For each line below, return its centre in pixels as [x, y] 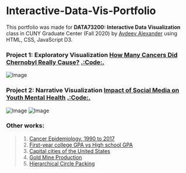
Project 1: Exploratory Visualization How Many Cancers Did [92, 55]
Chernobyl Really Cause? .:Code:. [55, 62]
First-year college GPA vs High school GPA [81, 145]
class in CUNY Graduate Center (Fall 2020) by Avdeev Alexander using [92, 33]
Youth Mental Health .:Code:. [48, 98]
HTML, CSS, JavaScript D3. [39, 39]
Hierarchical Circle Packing [62, 164]
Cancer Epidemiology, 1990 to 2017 [72, 138]
